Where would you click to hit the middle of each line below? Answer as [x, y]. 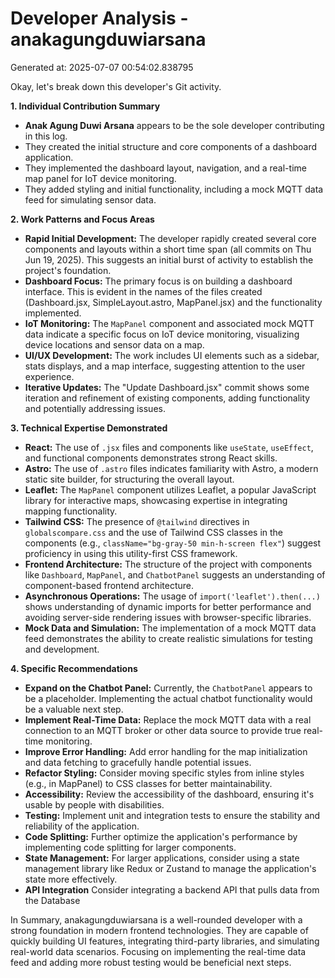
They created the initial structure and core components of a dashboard [171, 146]
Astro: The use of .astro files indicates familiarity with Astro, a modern [171, 468]
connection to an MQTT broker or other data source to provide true [163, 730]
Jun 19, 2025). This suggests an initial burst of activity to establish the [169, 259]
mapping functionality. [71, 511]
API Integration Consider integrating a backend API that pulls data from [172, 889]
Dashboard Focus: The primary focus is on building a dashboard [158, 281]
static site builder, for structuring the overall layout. [129, 479]
